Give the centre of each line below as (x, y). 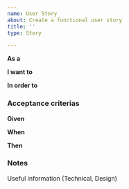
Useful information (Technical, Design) (62, 178)
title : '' (21, 26)
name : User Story (32, 13)
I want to (20, 72)
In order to (23, 85)
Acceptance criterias (43, 103)
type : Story (24, 33)
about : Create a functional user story (65, 20)
